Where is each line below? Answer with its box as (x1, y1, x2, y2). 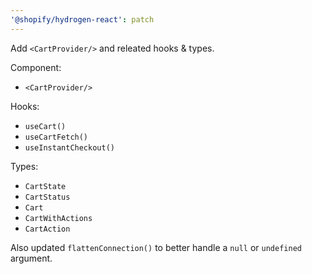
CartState (24, 181, 67, 191)
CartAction (24, 224, 71, 234)
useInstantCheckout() (24, 142, 115, 153)
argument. (10, 252, 53, 264)
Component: (10, 61, 62, 73)
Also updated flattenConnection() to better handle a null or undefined (10, 241, 302, 253)
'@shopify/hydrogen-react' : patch (10, 14, 155, 25)
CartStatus (24, 192, 71, 202)
